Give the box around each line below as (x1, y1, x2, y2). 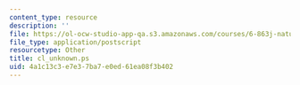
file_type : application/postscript (9, 37, 142, 47)
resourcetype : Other (9, 46, 87, 55)
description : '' (9, 21, 70, 30)
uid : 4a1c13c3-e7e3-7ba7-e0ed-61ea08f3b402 (9, 63, 174, 72)
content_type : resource (9, 12, 98, 22)
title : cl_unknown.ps (9, 54, 90, 63)
